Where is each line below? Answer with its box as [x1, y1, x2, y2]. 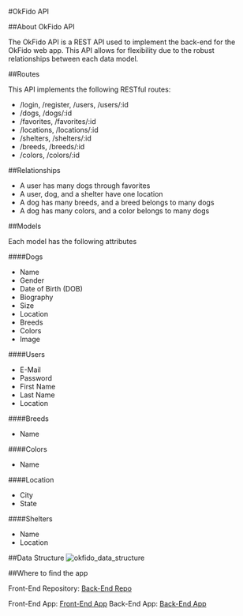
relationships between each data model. [8, 54, 139, 63]
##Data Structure [8, 553, 65, 562]
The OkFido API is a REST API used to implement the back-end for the [8, 37, 236, 47]
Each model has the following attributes [8, 237, 137, 246]
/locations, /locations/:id [19, 126, 99, 134]
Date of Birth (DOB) [19, 284, 83, 293]
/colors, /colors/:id [19, 150, 80, 160]
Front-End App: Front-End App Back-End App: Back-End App [8, 599, 207, 608]
